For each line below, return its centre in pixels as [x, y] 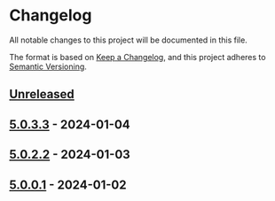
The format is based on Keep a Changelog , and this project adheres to [137, 57]
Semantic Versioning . [48, 66]
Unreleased [42, 94]
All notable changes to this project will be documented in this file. [129, 40]
